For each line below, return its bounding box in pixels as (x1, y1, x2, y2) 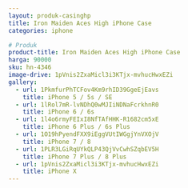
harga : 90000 (8, 56, 52, 64)
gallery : (8, 78, 38, 86)
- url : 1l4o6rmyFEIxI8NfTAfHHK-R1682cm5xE (15, 115, 159, 124)
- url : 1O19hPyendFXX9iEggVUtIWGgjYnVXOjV (15, 130, 159, 138)
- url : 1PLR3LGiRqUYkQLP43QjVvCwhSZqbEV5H (15, 145, 159, 153)
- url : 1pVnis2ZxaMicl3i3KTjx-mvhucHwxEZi (15, 160, 159, 168)
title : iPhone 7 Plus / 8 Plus (22, 153, 127, 161)
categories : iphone (8, 26, 74, 34)
